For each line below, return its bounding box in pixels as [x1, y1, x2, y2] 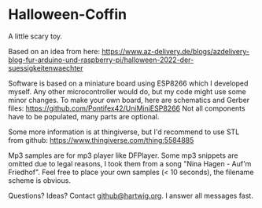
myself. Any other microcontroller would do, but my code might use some [8, 86, 246, 96]
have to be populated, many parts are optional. [8, 111, 160, 121]
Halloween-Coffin [8, 5, 127, 24]
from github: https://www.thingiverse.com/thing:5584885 [8, 135, 194, 144]
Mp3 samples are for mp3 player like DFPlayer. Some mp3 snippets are [8, 151, 238, 160]
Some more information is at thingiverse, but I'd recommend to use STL [8, 127, 240, 137]
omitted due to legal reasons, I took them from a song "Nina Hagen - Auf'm [8, 159, 252, 168]
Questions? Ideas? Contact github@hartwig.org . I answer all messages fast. [8, 191, 253, 200]
